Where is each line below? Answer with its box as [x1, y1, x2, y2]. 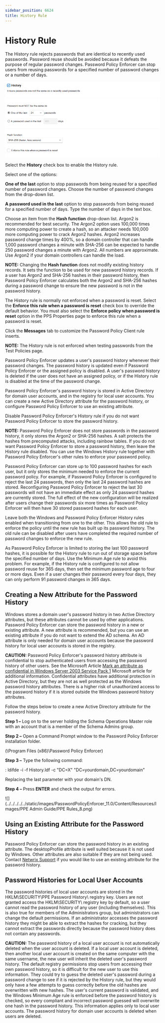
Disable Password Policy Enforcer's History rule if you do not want [5, 413, 139, 419]
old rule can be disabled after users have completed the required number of [5, 530, 159, 536]
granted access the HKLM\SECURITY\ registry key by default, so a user [5, 900, 150, 906]
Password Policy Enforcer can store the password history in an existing [5, 841, 149, 847]
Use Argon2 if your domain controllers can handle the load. [5, 252, 125, 258]
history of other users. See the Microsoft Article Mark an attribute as [5, 663, 143, 669]
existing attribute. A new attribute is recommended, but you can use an [5, 627, 149, 633]
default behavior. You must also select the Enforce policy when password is [5, 308, 160, 314]
